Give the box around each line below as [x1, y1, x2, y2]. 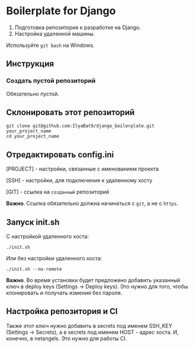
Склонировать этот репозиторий [6, 107, 135, 118]
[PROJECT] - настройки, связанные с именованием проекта [6, 165, 159, 173]
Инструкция [6, 59, 54, 69]
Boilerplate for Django [6, 4, 117, 18]
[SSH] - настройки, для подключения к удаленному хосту [6, 177, 153, 184]
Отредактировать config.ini [6, 150, 114, 160]
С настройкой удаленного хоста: [6, 233, 89, 240]
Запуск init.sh [6, 217, 60, 227]
